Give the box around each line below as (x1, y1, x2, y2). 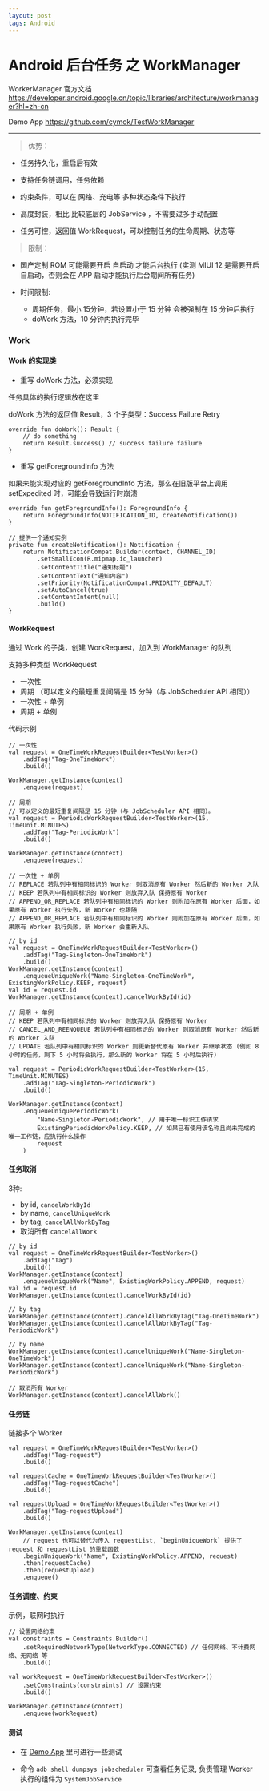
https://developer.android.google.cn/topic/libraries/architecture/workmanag (8, 93, 259, 103)
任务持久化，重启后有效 (19, 158, 98, 168)
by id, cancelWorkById (19, 1199, 91, 1209)
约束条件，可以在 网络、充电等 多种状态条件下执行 (19, 192, 186, 202)
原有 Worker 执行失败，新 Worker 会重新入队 (14, 923, 150, 931)
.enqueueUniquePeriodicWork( (22, 1107, 120, 1115)
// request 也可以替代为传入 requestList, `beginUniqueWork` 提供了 (22, 1537, 243, 1545)
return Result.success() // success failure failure (22, 439, 203, 447)
